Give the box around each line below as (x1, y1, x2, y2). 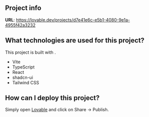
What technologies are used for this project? (5, 36, 145, 45)
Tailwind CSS (12, 79, 39, 85)
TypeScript (12, 64, 35, 70)
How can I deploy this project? (5, 94, 100, 102)
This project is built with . (5, 49, 56, 55)
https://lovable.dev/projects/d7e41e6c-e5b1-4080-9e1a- (16, 17, 130, 23)
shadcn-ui (12, 74, 33, 80)
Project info (5, 4, 42, 12)
